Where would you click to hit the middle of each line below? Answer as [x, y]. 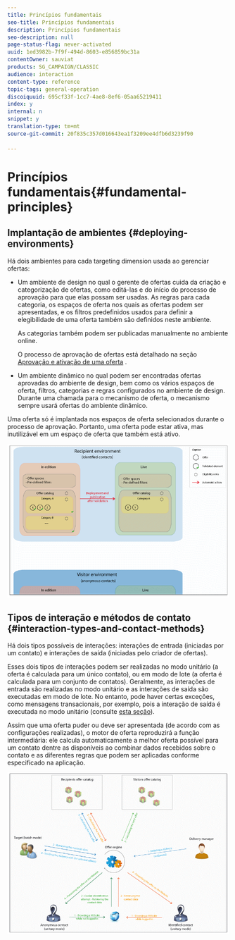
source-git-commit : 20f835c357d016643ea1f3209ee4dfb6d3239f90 [100, 134]
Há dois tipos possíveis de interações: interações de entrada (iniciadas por [115, 645]
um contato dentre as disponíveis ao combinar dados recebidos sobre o [112, 748]
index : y [20, 104]
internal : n [25, 112]
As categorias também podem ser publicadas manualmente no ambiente [123, 333]
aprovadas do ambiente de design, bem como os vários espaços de [116, 383]
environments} [41, 244]
